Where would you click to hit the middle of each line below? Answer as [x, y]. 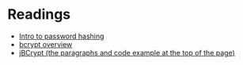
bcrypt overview [46, 44]
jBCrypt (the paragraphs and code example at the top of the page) [127, 52]
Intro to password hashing [61, 36]
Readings [39, 14]
